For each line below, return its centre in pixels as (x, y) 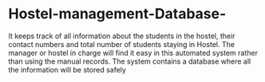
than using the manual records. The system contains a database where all (130, 61)
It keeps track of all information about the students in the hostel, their (122, 36)
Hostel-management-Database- (117, 14)
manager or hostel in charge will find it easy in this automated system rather (133, 53)
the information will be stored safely (67, 69)
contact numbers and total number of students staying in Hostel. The (122, 44)
